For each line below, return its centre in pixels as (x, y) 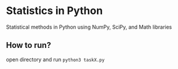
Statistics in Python (55, 11)
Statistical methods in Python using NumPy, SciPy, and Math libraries (89, 27)
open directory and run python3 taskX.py (55, 59)
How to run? (29, 45)
